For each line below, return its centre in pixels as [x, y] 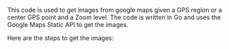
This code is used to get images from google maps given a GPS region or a [115, 10]
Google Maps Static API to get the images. [68, 24]
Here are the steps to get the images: [61, 38]
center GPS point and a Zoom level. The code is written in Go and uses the [114, 17]
